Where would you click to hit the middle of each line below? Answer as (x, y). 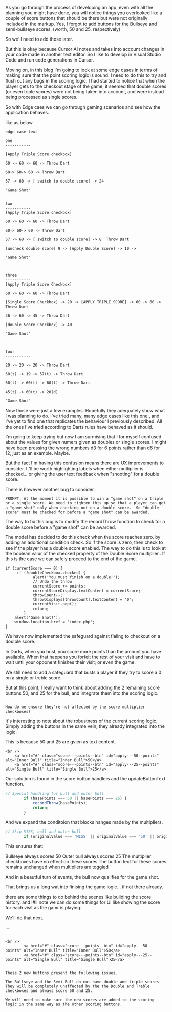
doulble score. (20, 641)
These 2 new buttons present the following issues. (61, 973)
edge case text (21, 132)
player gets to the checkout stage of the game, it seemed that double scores (86, 86)
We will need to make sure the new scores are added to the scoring (80, 1000)
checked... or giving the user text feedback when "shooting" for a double (82, 474)
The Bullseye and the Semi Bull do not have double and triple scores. (83, 982)
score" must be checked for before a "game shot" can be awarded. (78, 512)
